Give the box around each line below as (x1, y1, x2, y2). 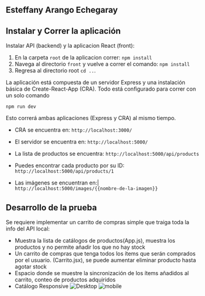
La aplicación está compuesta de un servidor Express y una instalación (6, 79, 185, 86)
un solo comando (6, 92, 50, 99)
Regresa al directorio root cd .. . (14, 67, 96, 74)
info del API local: (6, 225, 50, 232)
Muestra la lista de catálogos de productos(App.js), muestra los (14, 237, 176, 245)
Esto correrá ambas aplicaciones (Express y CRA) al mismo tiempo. (6, 115, 176, 122)
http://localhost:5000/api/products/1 (14, 169, 114, 175)
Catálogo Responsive (14, 283, 69, 290)
